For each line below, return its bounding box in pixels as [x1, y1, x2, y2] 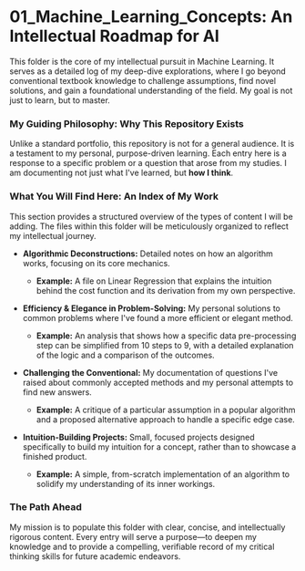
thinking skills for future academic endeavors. [9, 550, 181, 562]
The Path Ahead [9, 501, 82, 514]
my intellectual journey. [9, 230, 97, 241]
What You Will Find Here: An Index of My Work [9, 190, 219, 202]
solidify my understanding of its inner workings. [36, 478, 216, 489]
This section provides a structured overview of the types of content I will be [9, 211, 293, 222]
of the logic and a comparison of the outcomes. [36, 349, 216, 360]
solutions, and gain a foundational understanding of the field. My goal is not [9, 85, 293, 96]
